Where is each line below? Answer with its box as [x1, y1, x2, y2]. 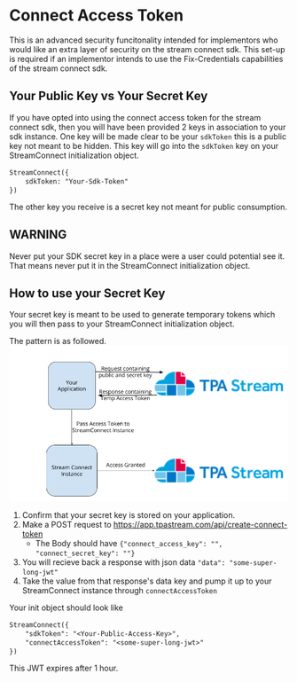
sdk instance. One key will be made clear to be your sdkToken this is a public [9, 130, 286, 142]
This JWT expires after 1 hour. [9, 662, 119, 674]
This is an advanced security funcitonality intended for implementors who [9, 35, 278, 45]
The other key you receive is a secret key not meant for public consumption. [9, 201, 288, 212]
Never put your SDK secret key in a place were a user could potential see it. [9, 250, 285, 262]
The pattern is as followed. [9, 336, 106, 347]
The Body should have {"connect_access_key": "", [35, 538, 223, 549]
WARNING [9, 227, 67, 242]
